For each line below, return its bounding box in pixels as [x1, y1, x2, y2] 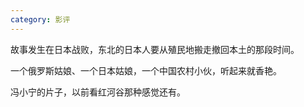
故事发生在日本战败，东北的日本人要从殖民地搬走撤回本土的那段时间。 [10, 43, 300, 55]
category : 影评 [10, 14, 71, 25]
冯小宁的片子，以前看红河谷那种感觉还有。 [10, 86, 186, 98]
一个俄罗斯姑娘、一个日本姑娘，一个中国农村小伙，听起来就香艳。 [10, 64, 282, 76]
